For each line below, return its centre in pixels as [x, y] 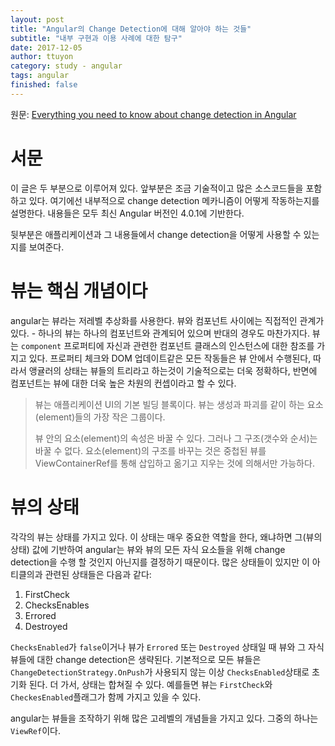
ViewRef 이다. [35, 730]
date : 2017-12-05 [46, 47]
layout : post [37, 19]
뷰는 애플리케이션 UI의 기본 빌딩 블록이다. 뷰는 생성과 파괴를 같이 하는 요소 [179, 404]
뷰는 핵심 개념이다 [79, 290]
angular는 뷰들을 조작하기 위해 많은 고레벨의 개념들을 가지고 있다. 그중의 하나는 [164, 718]
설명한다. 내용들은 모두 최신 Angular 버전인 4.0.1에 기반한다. [127, 213]
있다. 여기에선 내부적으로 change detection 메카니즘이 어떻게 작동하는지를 [174, 200]
